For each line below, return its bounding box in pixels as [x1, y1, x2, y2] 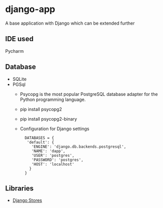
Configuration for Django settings [20, 126, 90, 132]
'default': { [27, 140, 54, 145]
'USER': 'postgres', [31, 153, 74, 158]
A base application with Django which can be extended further [5, 20, 135, 26]
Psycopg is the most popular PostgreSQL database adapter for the [20, 91, 158, 97]
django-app [5, 4, 55, 15]
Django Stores [12, 197, 42, 203]
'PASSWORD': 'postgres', [31, 157, 84, 162]
